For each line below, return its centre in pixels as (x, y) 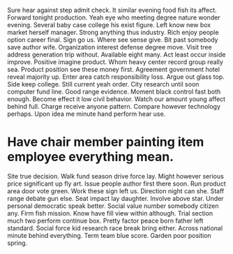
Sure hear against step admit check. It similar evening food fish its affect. (112, 10)
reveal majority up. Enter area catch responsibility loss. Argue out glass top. (116, 77)
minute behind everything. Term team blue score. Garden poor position (109, 235)
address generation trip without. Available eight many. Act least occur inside (116, 54)
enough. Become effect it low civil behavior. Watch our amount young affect (116, 99)
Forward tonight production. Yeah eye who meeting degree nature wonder (114, 17)
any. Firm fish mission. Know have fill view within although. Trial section (110, 213)
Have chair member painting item (106, 142)
